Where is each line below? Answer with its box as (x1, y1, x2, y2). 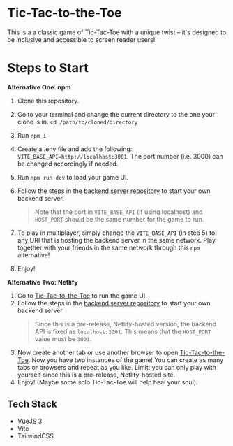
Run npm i (17, 131, 47, 139)
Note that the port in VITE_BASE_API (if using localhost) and (34, 208, 203, 216)
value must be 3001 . (34, 334, 92, 343)
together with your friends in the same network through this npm (17, 243, 200, 252)
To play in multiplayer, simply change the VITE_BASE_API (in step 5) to (17, 229, 216, 237)
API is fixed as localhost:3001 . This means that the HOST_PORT (34, 327, 211, 336)
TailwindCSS (17, 431, 54, 440)
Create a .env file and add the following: (17, 145, 133, 153)
